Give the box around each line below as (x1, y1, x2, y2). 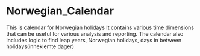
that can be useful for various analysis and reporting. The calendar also (6, 30, 184, 37)
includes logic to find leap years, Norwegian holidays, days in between (6, 36, 182, 43)
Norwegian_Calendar (6, 4, 114, 18)
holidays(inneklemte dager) (6, 43, 74, 50)
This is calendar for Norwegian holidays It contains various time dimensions (6, 24, 195, 31)
